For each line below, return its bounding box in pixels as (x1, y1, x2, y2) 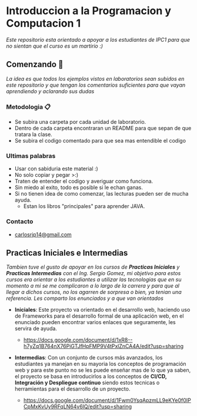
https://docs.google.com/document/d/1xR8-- (23, 336, 133, 344)
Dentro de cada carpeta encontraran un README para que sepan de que (14, 125, 192, 132)
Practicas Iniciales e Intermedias (6, 248, 128, 258)
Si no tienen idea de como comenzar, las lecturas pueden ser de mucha (14, 190, 189, 197)
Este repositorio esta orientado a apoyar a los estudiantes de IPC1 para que (6, 36, 190, 43)
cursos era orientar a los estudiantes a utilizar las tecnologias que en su (6, 276, 182, 283)
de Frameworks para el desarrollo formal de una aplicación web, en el (14, 312, 184, 319)
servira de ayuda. (14, 325, 58, 332)
